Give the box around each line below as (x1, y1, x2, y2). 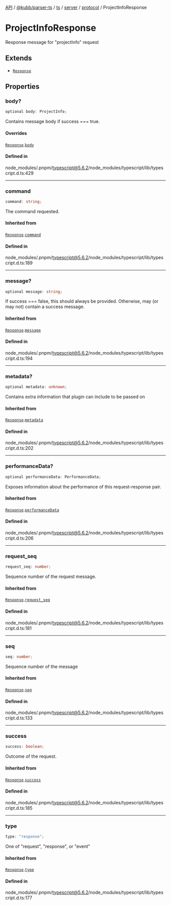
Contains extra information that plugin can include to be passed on (5, 393, 145, 400)
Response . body (5, 142, 34, 148)
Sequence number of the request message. (5, 573, 97, 579)
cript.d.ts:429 (5, 170, 34, 176)
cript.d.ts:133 (5, 715, 33, 721)
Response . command (5, 231, 41, 238)
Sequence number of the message (5, 663, 78, 669)
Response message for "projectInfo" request (5, 39, 99, 45)
